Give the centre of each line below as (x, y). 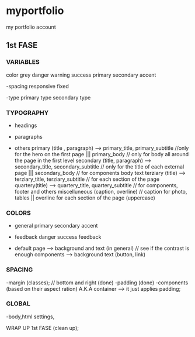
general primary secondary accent (56, 226)
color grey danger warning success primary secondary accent (81, 75)
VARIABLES (23, 62)
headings (26, 125)
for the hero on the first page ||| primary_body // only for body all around (102, 154)
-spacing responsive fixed (37, 86)
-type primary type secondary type (48, 97)
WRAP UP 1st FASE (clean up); (42, 328)
